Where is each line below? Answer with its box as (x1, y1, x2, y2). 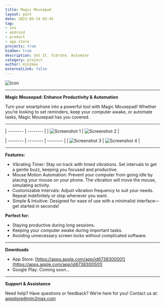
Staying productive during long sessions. (12, 222, 95, 228)
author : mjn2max (5, 62, 38, 67)
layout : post (5, 12, 32, 17)
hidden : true (5, 48, 32, 53)
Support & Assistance (5, 281, 51, 286)
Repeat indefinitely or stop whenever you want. (12, 193, 108, 198)
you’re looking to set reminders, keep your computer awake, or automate (5, 109, 153, 114)
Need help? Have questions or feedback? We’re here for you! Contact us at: (5, 290, 158, 296)
